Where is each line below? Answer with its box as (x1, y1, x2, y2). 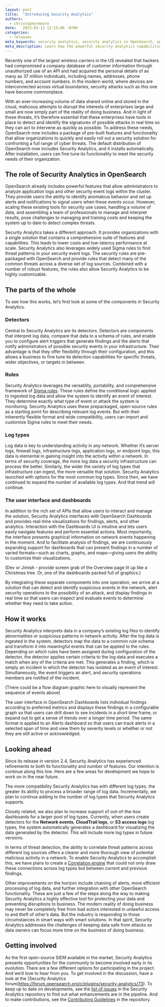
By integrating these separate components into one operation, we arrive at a (5, 580, 160, 586)
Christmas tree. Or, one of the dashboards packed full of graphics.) (5, 570, 141, 576)
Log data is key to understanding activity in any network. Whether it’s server (5, 443, 160, 449)
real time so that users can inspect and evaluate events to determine (5, 595, 144, 601)
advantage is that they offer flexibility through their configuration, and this (5, 348, 155, 354)
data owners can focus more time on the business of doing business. (5, 927, 145, 933)
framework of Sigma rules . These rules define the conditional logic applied (5, 387, 156, 393)
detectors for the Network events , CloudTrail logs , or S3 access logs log (5, 819, 155, 825)
